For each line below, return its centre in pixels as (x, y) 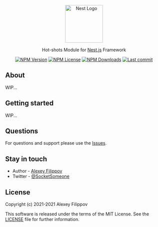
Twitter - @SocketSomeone (41, 176)
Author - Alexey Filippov (37, 171)
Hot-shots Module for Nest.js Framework (84, 50)
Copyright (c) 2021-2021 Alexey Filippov (46, 204)
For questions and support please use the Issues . (56, 143)
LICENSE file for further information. (42, 219)
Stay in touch (26, 159)
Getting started (29, 103)
